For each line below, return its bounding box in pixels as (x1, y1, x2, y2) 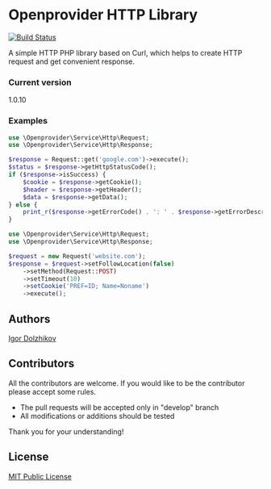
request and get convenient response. (8, 56, 135, 66)
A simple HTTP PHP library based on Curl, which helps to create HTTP (8, 48, 243, 57)
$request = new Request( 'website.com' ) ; (8, 252, 147, 260)
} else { (8, 200, 38, 209)
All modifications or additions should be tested (19, 411, 175, 420)
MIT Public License (8, 471, 73, 481)
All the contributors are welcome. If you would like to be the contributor (8, 378, 245, 388)
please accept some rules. (8, 387, 97, 396)
